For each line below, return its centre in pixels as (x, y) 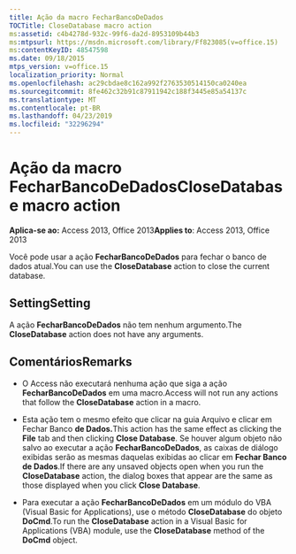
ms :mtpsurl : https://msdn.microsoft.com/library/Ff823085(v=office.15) (144, 42)
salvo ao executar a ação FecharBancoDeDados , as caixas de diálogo (150, 447)
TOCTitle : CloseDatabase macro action (80, 26)
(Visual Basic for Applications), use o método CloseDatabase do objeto (152, 512)
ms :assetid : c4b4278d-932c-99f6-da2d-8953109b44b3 (104, 34)
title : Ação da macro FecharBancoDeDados (87, 17)
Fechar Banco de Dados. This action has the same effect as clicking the (152, 428)
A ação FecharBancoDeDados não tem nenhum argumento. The (125, 325)
